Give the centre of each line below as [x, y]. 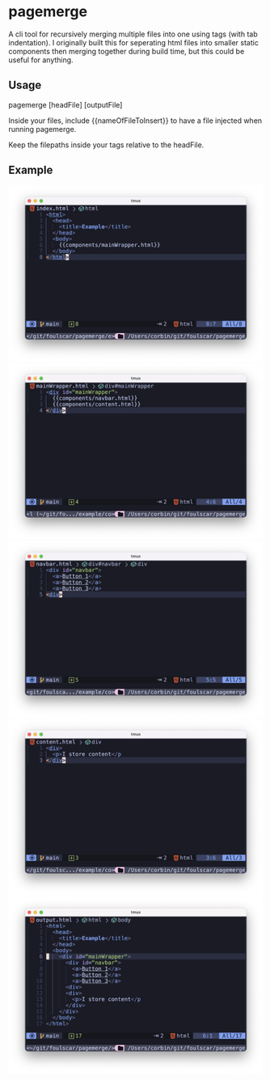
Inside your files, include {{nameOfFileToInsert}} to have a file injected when [135, 121]
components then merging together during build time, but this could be [127, 51]
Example [31, 170]
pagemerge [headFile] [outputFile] [65, 104]
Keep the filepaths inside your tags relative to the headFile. [106, 145]
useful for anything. [41, 60]
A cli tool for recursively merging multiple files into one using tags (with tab [133, 34]
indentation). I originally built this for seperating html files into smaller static [133, 42]
